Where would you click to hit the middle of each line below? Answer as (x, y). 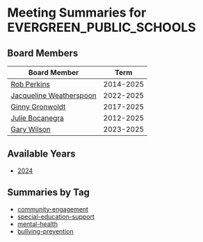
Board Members (43, 53)
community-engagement (53, 209)
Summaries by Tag (49, 192)
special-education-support (56, 216)
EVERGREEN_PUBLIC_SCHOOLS (101, 27)
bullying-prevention (46, 231)
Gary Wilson (31, 129)
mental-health (37, 224)
